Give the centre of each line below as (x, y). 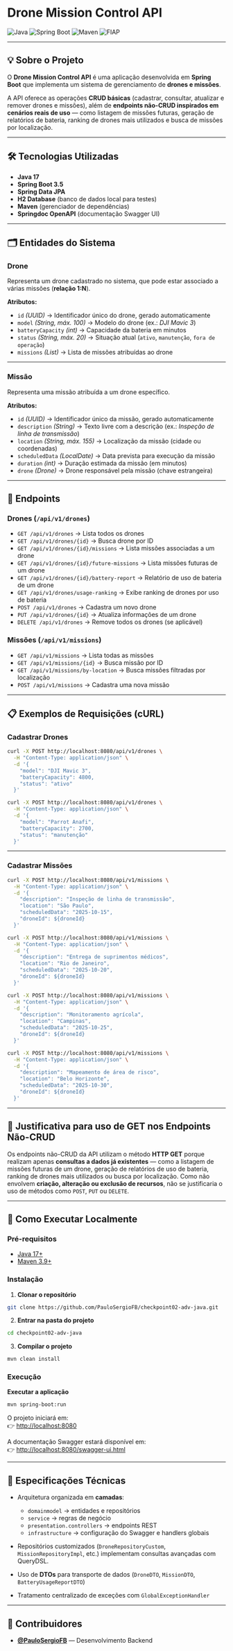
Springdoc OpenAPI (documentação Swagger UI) (88, 214)
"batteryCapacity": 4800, (57, 777)
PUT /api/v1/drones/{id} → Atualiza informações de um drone (107, 615)
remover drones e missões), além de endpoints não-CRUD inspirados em (113, 105)
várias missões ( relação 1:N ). (49, 289)
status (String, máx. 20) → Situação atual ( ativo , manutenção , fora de (116, 337)
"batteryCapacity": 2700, (57, 828)
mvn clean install (34, 1359)
